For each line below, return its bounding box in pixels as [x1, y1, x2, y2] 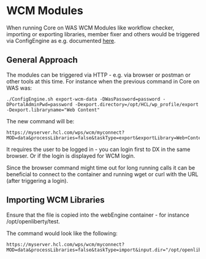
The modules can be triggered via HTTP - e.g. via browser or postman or [6, 71, 191, 79]
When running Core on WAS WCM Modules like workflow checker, [6, 24, 175, 31]
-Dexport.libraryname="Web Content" [6, 107, 100, 113]
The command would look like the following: [6, 230, 118, 237]
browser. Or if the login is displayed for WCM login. [6, 152, 135, 160]
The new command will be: [6, 117, 75, 125]
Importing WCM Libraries [6, 195, 105, 206]
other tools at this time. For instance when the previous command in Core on [6, 77, 200, 85]
